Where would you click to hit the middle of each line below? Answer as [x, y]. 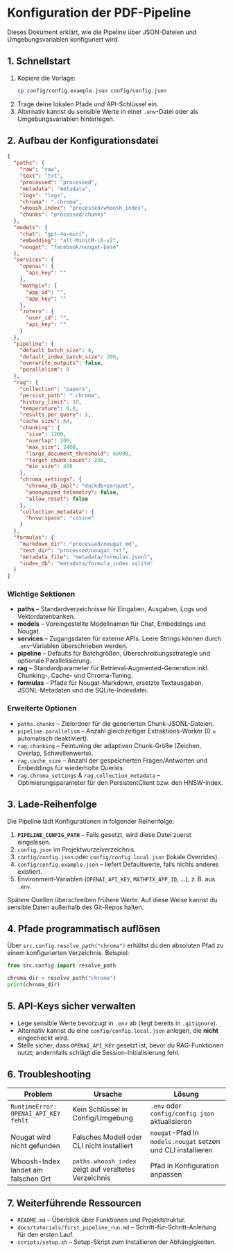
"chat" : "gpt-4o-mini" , [54, 234]
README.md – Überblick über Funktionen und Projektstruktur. [101, 1220]
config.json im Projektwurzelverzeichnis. [77, 849]
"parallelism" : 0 [45, 370]
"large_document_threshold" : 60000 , [78, 454]
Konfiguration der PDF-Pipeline [99, 13]
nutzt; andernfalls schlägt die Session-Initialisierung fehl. [98, 1052]
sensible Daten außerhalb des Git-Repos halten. [76, 907]
